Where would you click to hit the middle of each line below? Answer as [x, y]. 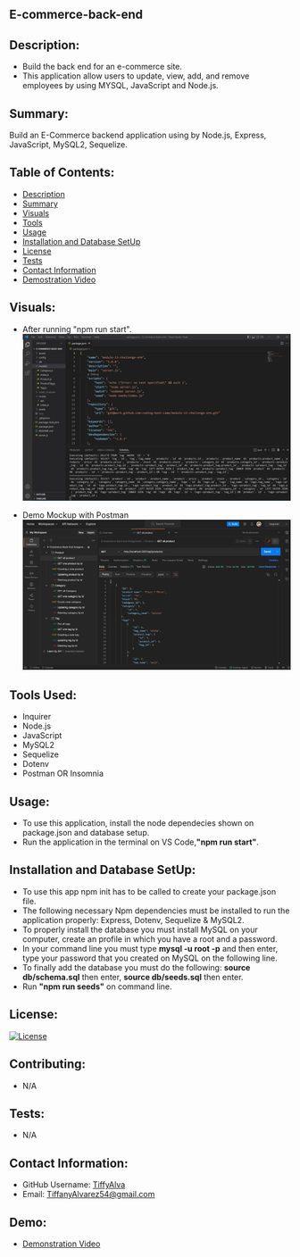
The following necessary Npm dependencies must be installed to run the [156, 911]
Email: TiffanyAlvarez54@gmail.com [88, 1195]
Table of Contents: [62, 173]
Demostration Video [59, 279]
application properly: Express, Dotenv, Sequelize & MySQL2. [133, 920]
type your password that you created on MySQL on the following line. [150, 958]
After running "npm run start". [77, 329]
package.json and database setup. [86, 833]
